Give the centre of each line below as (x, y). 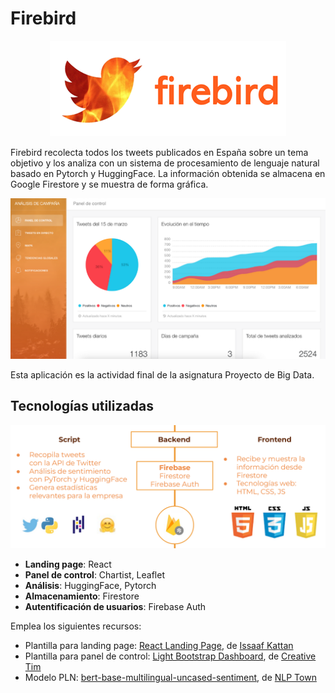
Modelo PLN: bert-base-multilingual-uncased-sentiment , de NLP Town (170, 677)
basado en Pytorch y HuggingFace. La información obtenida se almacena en (168, 173)
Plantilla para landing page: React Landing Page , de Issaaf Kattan (159, 645)
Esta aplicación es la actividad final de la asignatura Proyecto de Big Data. (162, 374)
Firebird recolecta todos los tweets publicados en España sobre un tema (159, 152)
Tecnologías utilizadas (82, 406)
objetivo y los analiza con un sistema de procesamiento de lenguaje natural (165, 163)
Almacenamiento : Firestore (82, 596)
